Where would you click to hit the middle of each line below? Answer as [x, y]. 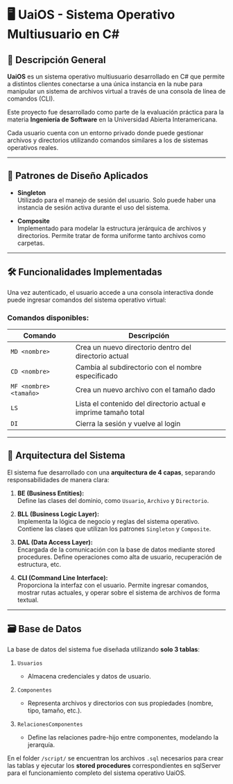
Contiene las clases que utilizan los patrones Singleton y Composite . [114, 529]
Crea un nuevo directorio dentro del [133, 347]
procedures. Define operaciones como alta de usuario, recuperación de [119, 556]
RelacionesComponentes [50, 724]
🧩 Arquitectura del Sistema [66, 455]
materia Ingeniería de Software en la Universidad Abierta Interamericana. [112, 119]
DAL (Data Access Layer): [55, 542]
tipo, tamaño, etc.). [54, 710]
